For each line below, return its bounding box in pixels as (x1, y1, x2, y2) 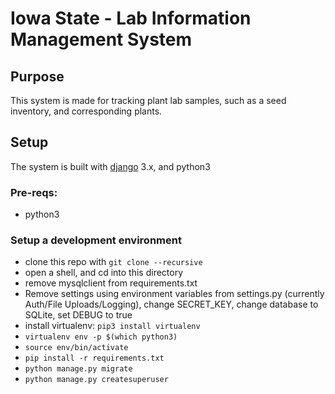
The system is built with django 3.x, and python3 (10, 160, 211, 172)
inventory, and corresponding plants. (10, 105, 163, 117)
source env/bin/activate (24, 343, 129, 353)
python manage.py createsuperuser (24, 375, 169, 385)
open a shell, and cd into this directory (24, 267, 184, 279)
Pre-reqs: (10, 185, 58, 199)
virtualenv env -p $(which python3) (24, 332, 178, 342)
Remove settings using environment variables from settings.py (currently (24, 288, 325, 300)
